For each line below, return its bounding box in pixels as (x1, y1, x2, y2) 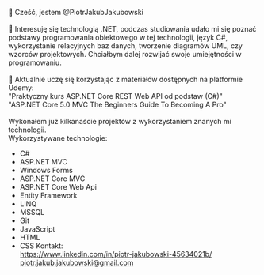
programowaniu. (8, 58, 62, 67)
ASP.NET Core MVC (19, 174, 86, 183)
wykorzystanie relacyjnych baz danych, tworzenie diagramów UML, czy (8, 41, 243, 51)
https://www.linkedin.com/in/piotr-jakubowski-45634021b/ (19, 250, 212, 258)
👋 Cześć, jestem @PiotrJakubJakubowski (8, 8, 144, 17)
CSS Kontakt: (19, 241, 63, 251)
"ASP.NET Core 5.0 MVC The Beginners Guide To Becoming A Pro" (8, 100, 228, 109)
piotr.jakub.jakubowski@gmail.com (19, 258, 134, 267)
